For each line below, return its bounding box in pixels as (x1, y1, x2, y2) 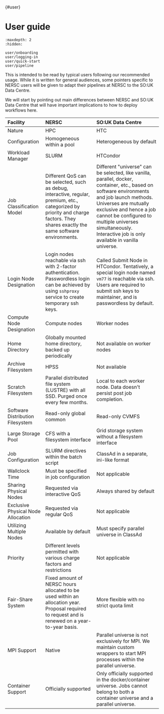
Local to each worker (96, 377, 145, 384)
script (45, 459, 59, 466)
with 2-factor (45, 263, 77, 270)
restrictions (45, 567, 72, 573)
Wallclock (7, 467, 30, 474)
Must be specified (45, 467, 87, 474)
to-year (45, 623, 63, 630)
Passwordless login (45, 275, 90, 282)
